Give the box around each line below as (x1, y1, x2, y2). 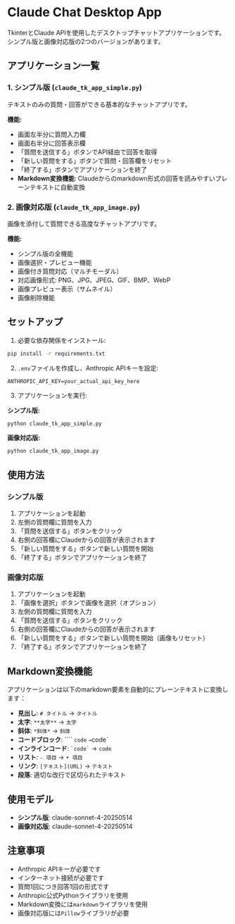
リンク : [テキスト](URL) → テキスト (17, 762, 113, 770)
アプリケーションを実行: (17, 391, 88, 399)
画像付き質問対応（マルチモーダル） (17, 267, 123, 275)
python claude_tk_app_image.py (7, 448, 99, 455)
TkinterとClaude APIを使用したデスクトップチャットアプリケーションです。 (7, 28, 226, 37)
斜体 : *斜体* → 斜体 (17, 727, 70, 735)
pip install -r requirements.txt (7, 350, 106, 357)
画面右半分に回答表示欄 (17, 139, 86, 147)
